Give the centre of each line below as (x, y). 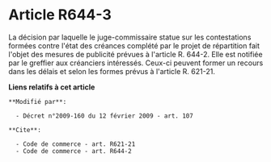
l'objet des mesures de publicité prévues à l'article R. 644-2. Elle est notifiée (135, 54)
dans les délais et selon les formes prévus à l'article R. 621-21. (112, 71)
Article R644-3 (60, 15)
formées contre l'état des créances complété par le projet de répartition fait (134, 45)
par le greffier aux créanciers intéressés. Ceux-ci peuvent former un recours (136, 63)
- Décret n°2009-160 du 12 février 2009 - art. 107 (105, 116)
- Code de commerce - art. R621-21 (76, 144)
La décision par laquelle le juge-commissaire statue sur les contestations (130, 37)
